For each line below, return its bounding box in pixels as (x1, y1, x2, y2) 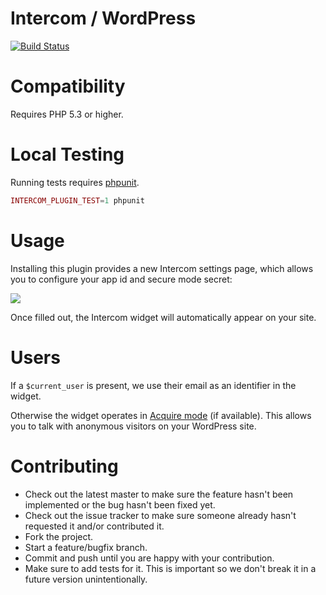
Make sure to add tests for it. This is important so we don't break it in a (24, 562, 317, 574)
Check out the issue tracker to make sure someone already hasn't (24, 509, 297, 521)
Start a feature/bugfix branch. (24, 541, 148, 553)
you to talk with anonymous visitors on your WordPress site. (10, 420, 257, 432)
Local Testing (10, 143, 125, 166)
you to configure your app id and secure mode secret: (10, 273, 233, 285)
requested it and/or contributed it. (24, 520, 165, 532)
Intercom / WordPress (10, 7, 197, 30)
